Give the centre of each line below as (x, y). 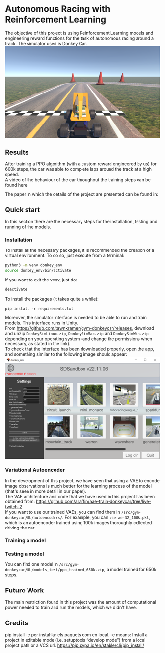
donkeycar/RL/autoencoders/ (34, 518)
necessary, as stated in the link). (38, 343)
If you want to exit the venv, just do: (41, 280)
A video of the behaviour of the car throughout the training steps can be (78, 180)
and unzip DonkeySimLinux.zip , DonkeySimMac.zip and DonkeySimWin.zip (77, 333)
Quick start (23, 210)
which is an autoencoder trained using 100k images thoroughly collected (79, 523)
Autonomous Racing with (58, 9)
